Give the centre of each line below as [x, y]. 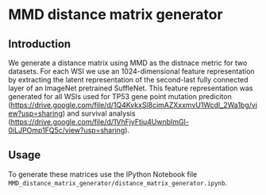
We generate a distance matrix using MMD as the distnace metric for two [128, 63]
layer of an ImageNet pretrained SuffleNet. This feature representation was [131, 88]
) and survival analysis [99, 113]
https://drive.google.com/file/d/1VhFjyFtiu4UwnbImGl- [100, 122]
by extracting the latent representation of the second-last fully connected [128, 80]
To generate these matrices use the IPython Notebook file [103, 174]
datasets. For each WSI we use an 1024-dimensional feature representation [132, 71]
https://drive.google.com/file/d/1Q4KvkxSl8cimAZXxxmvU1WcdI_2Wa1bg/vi [134, 105]
